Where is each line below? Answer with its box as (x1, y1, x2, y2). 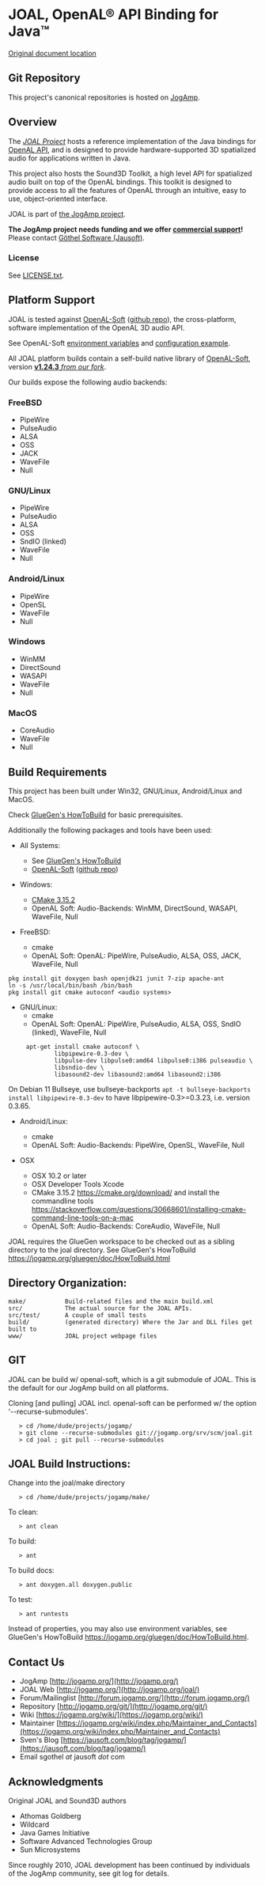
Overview (8, 116, 58, 129)
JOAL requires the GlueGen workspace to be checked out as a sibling (8, 1237, 235, 1246)
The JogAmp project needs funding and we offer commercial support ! (8, 224, 244, 234)
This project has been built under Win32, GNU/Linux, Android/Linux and (8, 786, 243, 796)
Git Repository (8, 71, 81, 85)
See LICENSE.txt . (8, 271, 65, 280)
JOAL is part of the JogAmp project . (8, 209, 127, 218)
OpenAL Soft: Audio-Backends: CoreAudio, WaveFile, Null (31, 1221, 220, 1231)
